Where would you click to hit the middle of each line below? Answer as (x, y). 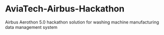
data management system (31, 27)
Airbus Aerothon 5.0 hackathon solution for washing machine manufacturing (82, 22)
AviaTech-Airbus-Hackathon (65, 9)
